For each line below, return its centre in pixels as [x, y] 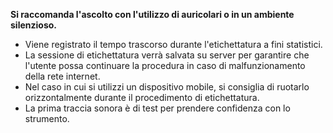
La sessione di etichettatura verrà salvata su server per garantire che [167, 55]
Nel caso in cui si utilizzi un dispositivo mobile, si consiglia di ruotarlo [167, 87]
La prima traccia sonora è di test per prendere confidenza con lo [157, 108]
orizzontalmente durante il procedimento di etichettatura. [142, 97]
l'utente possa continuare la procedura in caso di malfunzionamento [165, 65]
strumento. [47, 118]
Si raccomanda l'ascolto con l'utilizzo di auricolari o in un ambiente [152, 14]
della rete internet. [62, 76]
